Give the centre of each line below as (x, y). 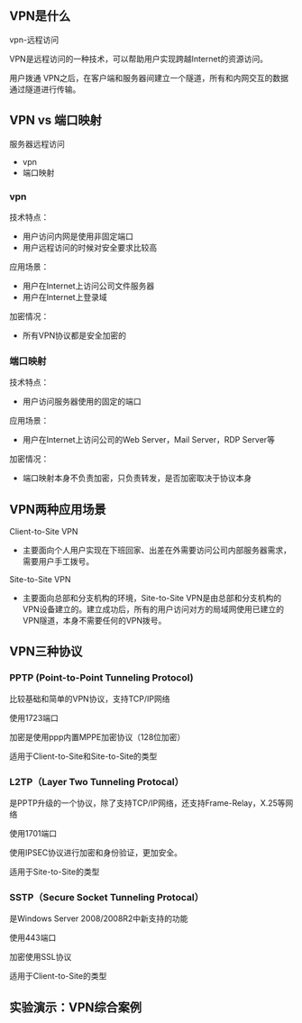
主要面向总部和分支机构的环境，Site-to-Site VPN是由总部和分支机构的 (152, 598)
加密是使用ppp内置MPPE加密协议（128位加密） (97, 736)
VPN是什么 (40, 16)
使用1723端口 (34, 717)
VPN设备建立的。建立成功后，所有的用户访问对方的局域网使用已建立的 (153, 609)
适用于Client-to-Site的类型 (58, 976)
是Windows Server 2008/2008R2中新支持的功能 (99, 918)
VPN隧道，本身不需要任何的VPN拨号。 (94, 621)
